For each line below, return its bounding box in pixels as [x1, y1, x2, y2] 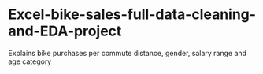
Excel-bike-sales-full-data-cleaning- [8, 6, 257, 24]
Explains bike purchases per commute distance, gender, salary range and [8, 48, 246, 57]
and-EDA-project [8, 22, 122, 40]
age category [8, 57, 52, 66]
